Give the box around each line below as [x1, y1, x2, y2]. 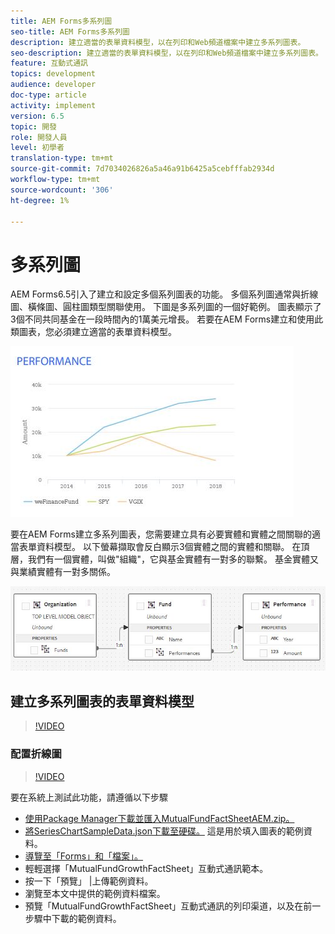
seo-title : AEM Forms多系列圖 [10, 26, 130, 37]
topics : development [10, 69, 97, 79]
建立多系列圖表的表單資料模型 [10, 693, 195, 710]
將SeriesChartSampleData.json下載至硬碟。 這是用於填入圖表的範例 [24, 825, 304, 837]
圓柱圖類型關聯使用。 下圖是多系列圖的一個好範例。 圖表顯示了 [62, 301, 322, 313]
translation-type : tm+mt [10, 153, 114, 164]
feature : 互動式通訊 [10, 58, 88, 69]
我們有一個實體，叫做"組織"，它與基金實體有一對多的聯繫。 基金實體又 [27, 553, 319, 565]
